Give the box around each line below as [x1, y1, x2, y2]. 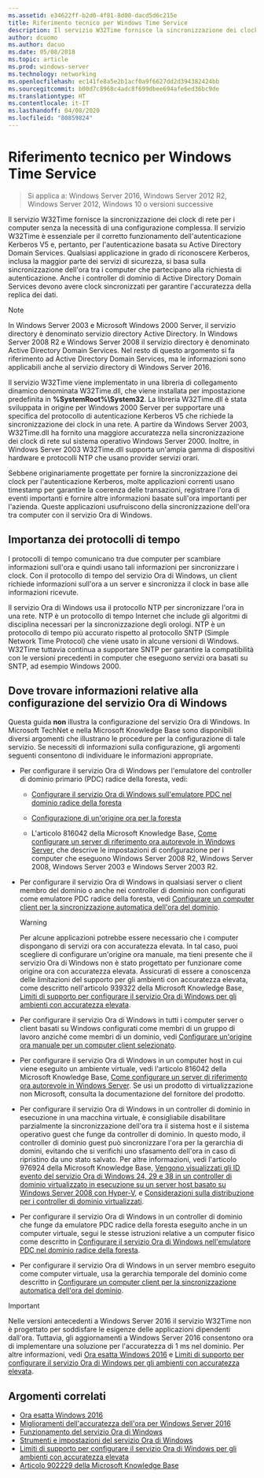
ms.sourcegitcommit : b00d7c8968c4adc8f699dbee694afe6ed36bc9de [8, 84, 220, 93]
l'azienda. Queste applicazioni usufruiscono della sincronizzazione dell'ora [8, 501, 250, 511]
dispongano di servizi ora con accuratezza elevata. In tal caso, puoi [19, 941, 238, 951]
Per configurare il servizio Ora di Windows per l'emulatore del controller [19, 766, 252, 776]
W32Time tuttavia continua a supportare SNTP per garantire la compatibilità [8, 644, 254, 654]
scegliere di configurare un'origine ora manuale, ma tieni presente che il [19, 950, 253, 959]
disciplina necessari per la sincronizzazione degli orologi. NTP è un [8, 620, 225, 629]
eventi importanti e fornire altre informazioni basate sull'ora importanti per [8, 493, 247, 503]
